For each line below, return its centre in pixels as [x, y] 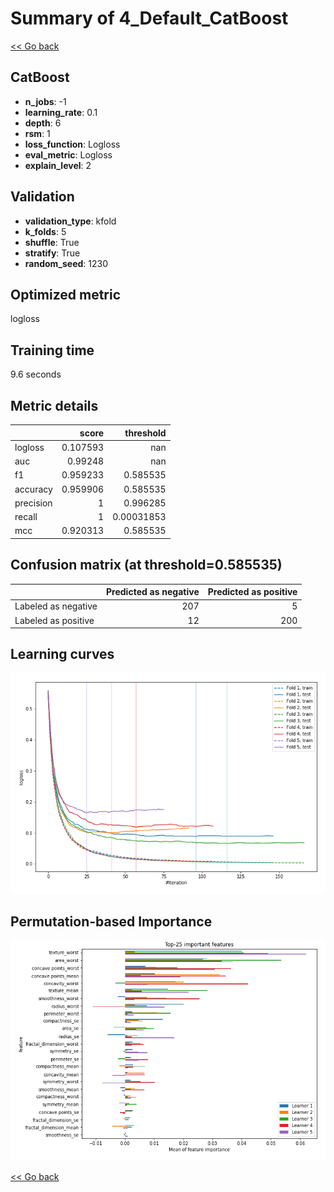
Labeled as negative [56, 606]
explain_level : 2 [58, 165]
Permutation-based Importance [111, 922]
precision [33, 503]
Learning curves [62, 654]
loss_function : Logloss [72, 144]
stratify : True [52, 253]
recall [26, 516]
